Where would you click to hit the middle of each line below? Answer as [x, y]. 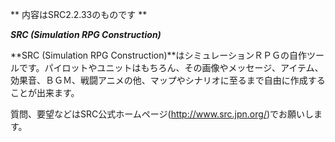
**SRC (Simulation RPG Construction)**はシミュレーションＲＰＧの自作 [159, 55]
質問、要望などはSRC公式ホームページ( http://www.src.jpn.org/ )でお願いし [162, 114]
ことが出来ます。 [45, 92]
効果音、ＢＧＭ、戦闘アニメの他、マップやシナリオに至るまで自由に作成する [168, 80]
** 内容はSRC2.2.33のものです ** [79, 14]
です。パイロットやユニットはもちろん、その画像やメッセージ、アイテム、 [171, 67]
